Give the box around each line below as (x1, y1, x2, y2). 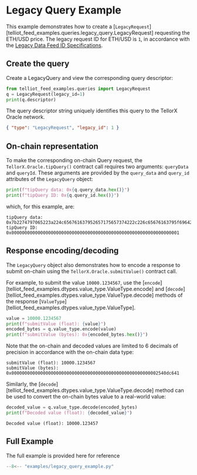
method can (155, 387, 185, 394)
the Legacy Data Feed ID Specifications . (6, 42, 103, 49)
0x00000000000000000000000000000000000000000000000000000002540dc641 (6, 370, 180, 376)
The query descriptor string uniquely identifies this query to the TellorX (6, 107, 178, 115)
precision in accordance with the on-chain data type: (6, 349, 134, 356)
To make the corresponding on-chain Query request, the (6, 157, 142, 164)
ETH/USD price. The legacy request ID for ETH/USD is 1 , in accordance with (6, 35, 190, 42)
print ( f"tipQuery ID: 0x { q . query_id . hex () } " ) (6, 192, 119, 198)
